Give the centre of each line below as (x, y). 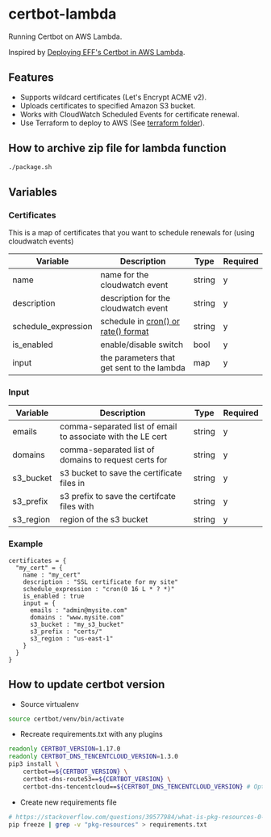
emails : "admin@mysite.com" (79, 610)
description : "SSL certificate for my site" (101, 582)
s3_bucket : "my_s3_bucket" (77, 624)
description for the (135, 298)
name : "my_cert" (52, 575)
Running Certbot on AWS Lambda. (65, 36)
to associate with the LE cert (114, 437)
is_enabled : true (54, 596)
